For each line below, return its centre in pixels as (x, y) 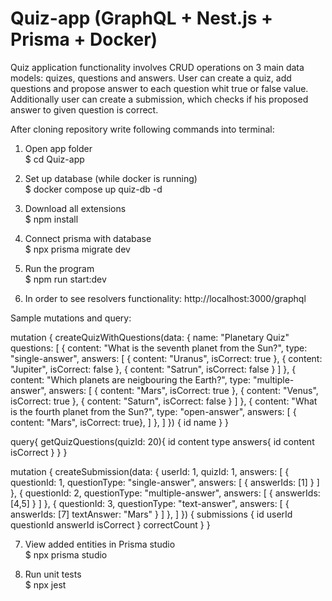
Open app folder (58, 148)
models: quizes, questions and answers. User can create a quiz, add (151, 78)
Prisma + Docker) (84, 39)
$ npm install (51, 219)
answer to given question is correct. (84, 109)
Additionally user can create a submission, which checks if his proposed (159, 99)
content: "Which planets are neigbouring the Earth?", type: (131, 379)
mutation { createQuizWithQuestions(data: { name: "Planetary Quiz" (150, 337)
